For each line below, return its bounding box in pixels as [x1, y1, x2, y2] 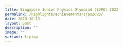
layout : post [5, 21, 32, 26]
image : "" [5, 30, 25, 35]
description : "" [5, 25, 38, 30]
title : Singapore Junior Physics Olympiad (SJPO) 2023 [5, 7, 119, 12]
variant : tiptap [5, 35, 38, 40]
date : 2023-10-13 [5, 16, 40, 21]
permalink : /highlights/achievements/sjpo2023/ [5, 12, 104, 17]
